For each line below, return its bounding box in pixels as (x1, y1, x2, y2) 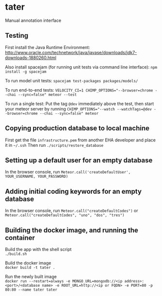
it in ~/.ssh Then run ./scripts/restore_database (5, 142, 103, 148)
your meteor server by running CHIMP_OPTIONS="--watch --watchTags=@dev (5, 106, 152, 111)
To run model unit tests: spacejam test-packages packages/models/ (5, 78, 138, 83)
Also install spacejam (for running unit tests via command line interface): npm (5, 64, 158, 70)
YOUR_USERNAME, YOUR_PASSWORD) (5, 174, 68, 179)
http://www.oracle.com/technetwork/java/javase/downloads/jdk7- (5, 49, 137, 55)
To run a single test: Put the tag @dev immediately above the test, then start (5, 101, 154, 107)
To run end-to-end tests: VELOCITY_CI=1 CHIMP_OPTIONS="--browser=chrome (5, 87, 153, 93)
